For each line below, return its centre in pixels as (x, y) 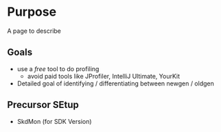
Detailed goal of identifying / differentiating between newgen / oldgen (115, 83)
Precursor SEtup (43, 105)
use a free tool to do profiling (58, 68)
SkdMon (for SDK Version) (54, 121)
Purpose (32, 12)
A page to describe (34, 31)
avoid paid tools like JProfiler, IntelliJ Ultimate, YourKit (104, 76)
